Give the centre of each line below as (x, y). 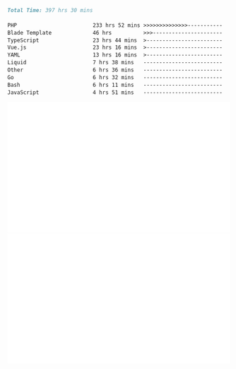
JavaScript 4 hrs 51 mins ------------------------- (115, 92)
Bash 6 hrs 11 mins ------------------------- (115, 85)
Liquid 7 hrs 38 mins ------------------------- (115, 63)
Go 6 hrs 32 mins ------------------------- (115, 77)
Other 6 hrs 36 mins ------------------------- (115, 70)
